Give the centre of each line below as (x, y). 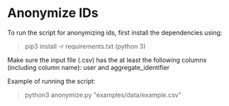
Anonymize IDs (53, 13)
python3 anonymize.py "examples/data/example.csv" (103, 95)
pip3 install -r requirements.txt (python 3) (85, 46)
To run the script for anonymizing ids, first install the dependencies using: (115, 33)
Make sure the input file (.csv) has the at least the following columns (107, 60)
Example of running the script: (51, 81)
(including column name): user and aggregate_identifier (89, 67)
